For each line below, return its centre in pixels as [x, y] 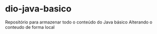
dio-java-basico [38, 9]
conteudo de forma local [30, 27]
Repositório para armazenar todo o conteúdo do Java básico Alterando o [79, 22]
